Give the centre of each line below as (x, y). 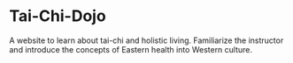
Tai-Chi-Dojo (58, 16)
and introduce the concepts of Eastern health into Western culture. (131, 49)
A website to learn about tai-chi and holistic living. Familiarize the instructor (146, 40)
